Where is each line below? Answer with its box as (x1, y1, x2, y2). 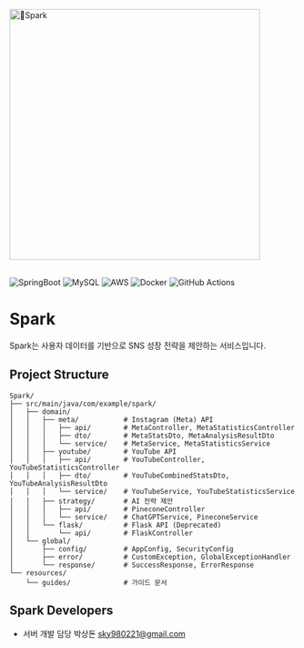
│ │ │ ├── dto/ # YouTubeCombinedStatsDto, (9, 470, 230, 480)
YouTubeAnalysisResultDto (9, 478, 107, 488)
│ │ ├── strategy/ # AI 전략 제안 (9, 497, 174, 506)
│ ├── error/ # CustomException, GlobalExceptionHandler (9, 552, 291, 561)
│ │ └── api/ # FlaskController (9, 529, 194, 538)
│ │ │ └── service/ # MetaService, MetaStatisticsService (9, 438, 271, 448)
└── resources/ (9, 568, 67, 578)
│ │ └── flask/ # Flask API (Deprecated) (9, 520, 222, 530)
